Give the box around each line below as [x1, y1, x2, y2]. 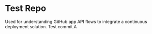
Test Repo [5, 3, 46, 14]
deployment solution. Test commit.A [5, 23, 77, 29]
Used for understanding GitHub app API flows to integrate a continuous [5, 19, 148, 24]
